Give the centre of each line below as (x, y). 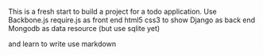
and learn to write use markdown (62, 44)
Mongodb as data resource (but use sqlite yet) (84, 28)
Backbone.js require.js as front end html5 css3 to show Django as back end (132, 20)
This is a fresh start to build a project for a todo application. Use (112, 12)
